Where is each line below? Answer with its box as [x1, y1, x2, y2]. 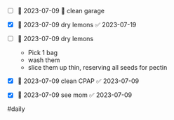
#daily [7, 105, 26, 113]
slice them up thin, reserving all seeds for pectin [27, 63, 168, 72]
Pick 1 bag [27, 49, 58, 57]
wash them [27, 56, 60, 64]
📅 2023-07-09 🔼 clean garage [17, 7, 105, 15]
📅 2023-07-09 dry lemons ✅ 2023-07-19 [17, 21, 137, 29]
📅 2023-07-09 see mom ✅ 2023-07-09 [17, 91, 132, 99]
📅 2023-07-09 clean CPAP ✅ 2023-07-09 [17, 77, 139, 85]
